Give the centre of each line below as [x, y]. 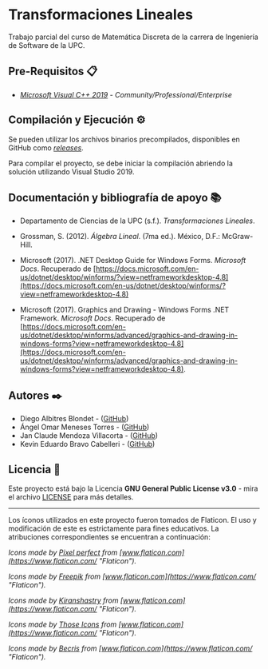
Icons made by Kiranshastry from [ [66, 600]
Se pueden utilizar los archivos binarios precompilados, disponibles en [124, 139]
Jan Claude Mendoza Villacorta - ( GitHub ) [89, 436]
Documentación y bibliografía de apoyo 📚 [115, 197]
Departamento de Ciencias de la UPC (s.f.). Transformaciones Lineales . [137, 221]
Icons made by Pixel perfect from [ [65, 552]
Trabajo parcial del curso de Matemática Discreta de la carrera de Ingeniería [134, 37]
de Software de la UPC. [47, 45]
